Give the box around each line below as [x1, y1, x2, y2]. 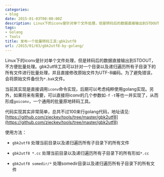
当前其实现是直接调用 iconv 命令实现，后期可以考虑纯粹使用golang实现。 [5, 86, 150, 92]
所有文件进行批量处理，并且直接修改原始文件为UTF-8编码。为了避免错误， [5, 69, 155, 76]
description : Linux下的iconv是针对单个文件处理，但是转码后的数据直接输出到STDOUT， [5, 20, 163, 26]
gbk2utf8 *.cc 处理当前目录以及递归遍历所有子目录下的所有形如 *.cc [12, 150, 149, 156]
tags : [5, 25, 16, 30]
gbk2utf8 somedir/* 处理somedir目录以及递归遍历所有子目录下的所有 [12, 160, 151, 166]
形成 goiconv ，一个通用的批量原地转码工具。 [5, 98, 94, 104]
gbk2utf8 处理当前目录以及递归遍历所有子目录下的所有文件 [12, 139, 130, 145]
